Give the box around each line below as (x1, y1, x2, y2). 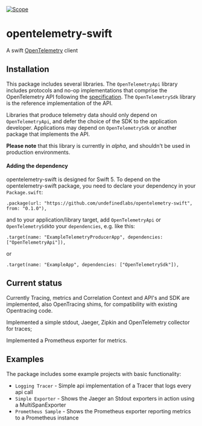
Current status (6, 278, 62, 288)
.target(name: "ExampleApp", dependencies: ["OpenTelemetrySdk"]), (6, 261, 180, 268)
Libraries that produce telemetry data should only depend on (6, 111, 157, 118)
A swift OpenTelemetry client (6, 46, 78, 54)
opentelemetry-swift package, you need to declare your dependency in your (6, 182, 196, 189)
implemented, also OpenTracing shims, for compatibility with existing (6, 300, 178, 308)
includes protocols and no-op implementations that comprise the (6, 86, 168, 94)
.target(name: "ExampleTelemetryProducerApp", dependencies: (6, 234, 163, 240)
